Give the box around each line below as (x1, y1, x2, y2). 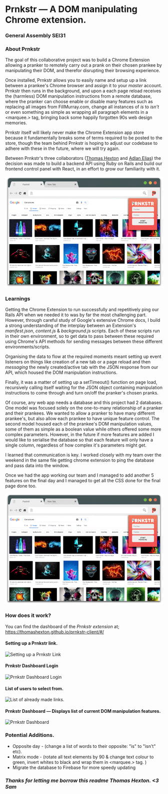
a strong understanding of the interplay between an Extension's (5, 322, 136, 329)
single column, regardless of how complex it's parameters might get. (5, 442, 146, 448)
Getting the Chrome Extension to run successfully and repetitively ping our (5, 307, 159, 313)
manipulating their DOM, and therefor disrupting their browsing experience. (5, 68, 160, 74)
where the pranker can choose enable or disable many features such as (5, 99, 153, 105)
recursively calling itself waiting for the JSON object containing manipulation (5, 384, 162, 390)
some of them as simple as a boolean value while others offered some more (5, 426, 161, 432)
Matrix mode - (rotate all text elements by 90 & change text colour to (12, 753, 154, 760)
